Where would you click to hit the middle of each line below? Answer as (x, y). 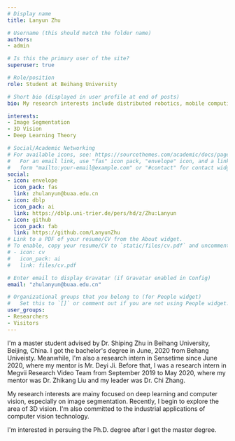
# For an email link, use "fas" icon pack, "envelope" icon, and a (111, 161)
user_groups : (26, 310)
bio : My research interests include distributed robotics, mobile (106, 103)
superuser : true (31, 65)
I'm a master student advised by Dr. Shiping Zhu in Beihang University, (109, 343)
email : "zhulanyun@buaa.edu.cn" (54, 284)
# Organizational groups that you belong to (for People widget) (104, 297)
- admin (19, 46)
